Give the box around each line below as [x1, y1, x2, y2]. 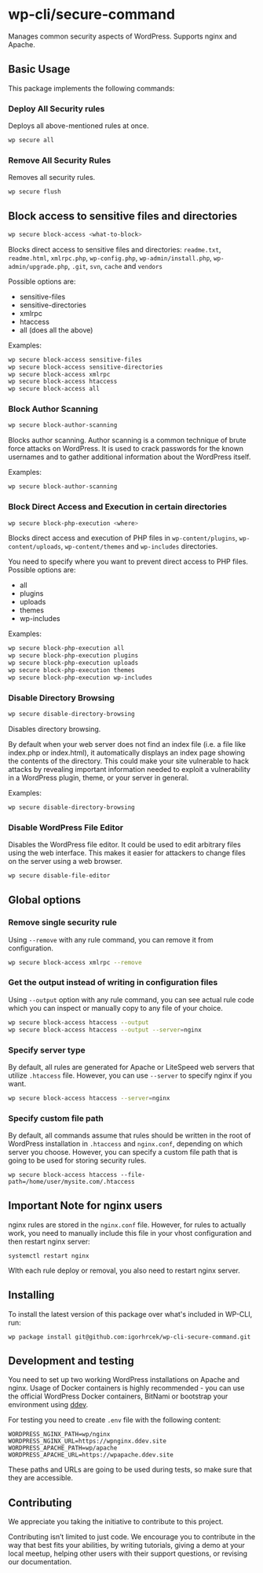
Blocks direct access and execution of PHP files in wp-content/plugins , [8, 533, 238, 543]
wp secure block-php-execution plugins [8, 652, 139, 660]
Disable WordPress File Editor [8, 821, 124, 832]
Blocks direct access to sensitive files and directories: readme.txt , [8, 244, 221, 254]
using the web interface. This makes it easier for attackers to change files [8, 848, 246, 858]
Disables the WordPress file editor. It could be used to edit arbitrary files [8, 840, 241, 850]
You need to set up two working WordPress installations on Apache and [8, 1375, 240, 1384]
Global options [8, 894, 81, 907]
